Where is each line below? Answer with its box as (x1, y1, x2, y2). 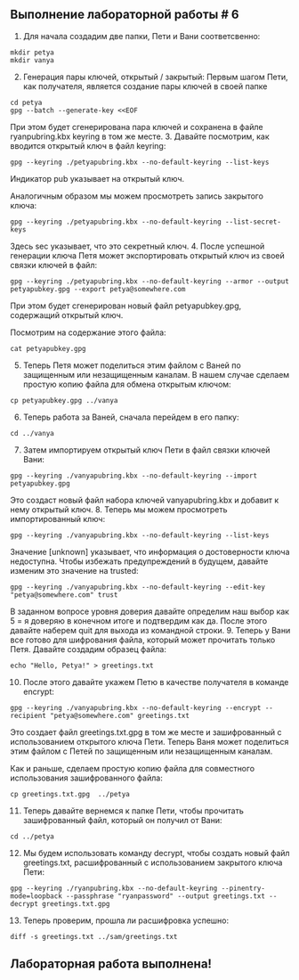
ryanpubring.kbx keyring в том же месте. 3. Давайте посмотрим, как (10, 131, 270, 142)
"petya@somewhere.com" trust (10, 590, 118, 600)
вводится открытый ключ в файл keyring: (10, 140, 166, 151)
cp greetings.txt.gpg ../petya (10, 789, 130, 798)
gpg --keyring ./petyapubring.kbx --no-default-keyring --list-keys (10, 158, 270, 167)
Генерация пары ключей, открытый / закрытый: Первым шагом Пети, (22, 71, 288, 82)
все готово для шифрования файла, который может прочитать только (10, 634, 276, 645)
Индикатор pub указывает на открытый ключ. (10, 173, 185, 184)
